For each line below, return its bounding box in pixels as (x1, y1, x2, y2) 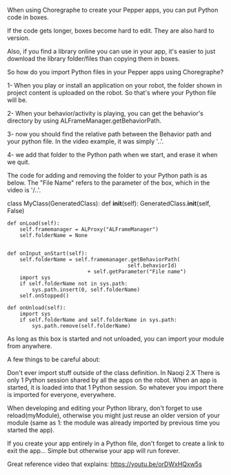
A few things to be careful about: (7, 355, 101, 363)
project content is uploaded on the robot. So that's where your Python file (7, 89, 217, 97)
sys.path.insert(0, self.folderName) (32, 286, 140, 293)
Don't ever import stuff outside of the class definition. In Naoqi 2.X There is (7, 369, 221, 376)
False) (7, 207, 25, 214)
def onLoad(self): (7, 220, 60, 227)
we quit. (7, 158, 30, 166)
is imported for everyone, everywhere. (7, 391, 116, 398)
